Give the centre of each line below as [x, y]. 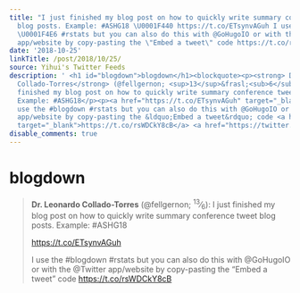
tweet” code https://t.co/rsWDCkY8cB [101, 279]
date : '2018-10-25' [46, 51]
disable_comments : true [54, 134]
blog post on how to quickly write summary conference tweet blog [154, 216]
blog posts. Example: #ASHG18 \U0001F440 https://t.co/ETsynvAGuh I [147, 26]
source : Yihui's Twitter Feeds [67, 68]
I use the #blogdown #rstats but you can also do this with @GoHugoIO [161, 260]
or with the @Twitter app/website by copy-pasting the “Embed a [149, 270]
